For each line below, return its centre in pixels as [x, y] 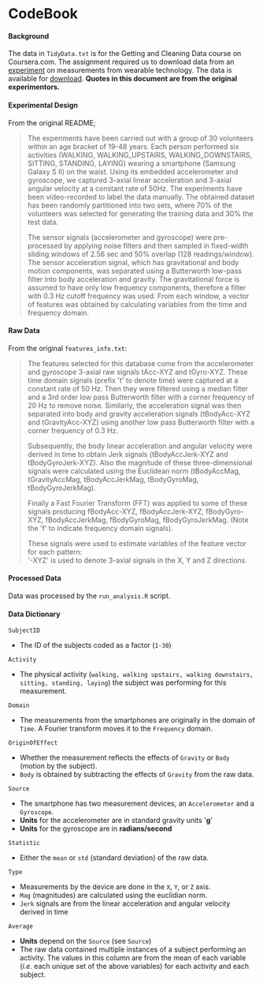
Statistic [24, 843]
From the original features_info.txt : [68, 348]
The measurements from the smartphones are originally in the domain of [137, 720]
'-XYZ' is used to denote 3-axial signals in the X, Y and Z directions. [137, 560]
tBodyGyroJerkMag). [61, 488]
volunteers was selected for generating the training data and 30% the [140, 213]
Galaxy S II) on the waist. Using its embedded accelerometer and [133, 171]
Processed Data [35, 578]
